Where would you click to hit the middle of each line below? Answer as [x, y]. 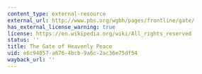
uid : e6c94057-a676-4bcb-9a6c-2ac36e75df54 [73, 54]
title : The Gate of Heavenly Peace [60, 47]
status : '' [23, 40]
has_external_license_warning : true [61, 27]
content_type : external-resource [57, 14]
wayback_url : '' [31, 60]
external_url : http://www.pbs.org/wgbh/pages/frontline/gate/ [101, 20]
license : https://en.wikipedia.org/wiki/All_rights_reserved [100, 33]
